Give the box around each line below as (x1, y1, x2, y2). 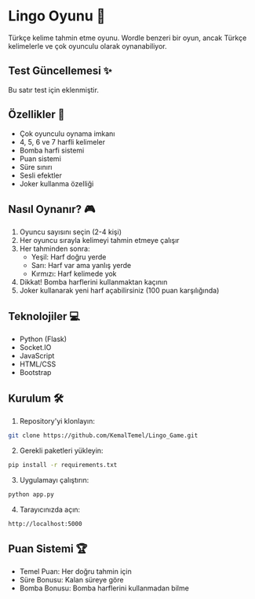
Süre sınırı (19, 162, 53, 171)
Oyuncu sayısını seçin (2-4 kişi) (19, 227, 122, 237)
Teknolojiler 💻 (8, 310, 81, 323)
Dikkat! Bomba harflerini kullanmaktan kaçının (19, 277, 168, 287)
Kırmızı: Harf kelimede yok (31, 269, 117, 278)
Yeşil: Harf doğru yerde (31, 252, 107, 262)
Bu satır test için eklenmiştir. (8, 85, 100, 94)
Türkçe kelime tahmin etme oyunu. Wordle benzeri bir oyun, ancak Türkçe (8, 33, 247, 42)
